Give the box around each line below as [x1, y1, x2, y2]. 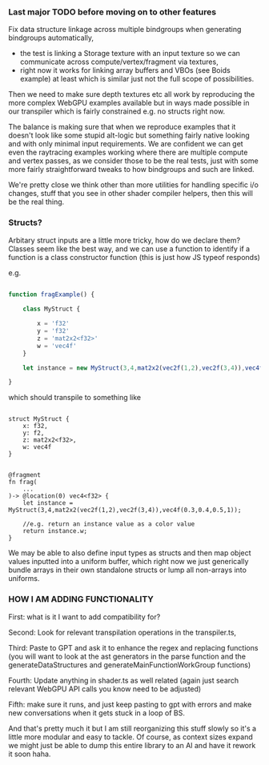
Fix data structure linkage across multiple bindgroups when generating [8, 25, 242, 34]
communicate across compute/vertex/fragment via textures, [19, 57, 219, 66]
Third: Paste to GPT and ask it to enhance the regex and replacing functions [8, 643, 259, 652]
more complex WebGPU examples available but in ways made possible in [8, 98, 250, 108]
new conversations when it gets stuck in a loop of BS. [8, 707, 186, 718]
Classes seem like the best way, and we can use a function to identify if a [8, 243, 251, 254]
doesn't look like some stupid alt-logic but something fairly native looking [8, 130, 250, 140]
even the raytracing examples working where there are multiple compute [8, 147, 248, 158]
